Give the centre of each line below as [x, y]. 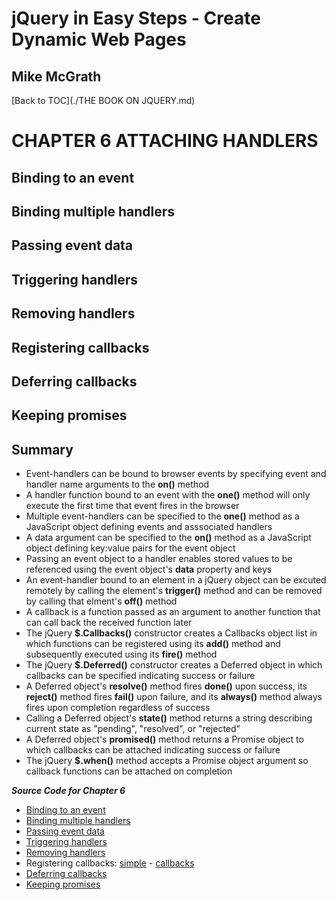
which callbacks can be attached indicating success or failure [153, 750]
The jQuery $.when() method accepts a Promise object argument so [167, 761]
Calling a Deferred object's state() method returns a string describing [169, 718]
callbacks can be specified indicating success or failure [140, 676]
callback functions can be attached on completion [129, 771]
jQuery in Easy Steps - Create [136, 18]
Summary [42, 449]
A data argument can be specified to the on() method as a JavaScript [168, 538]
